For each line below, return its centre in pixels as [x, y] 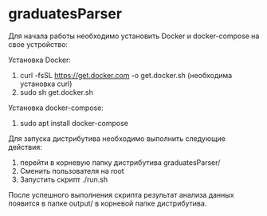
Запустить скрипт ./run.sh [64, 179]
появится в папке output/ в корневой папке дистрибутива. [108, 203]
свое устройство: [38, 44]
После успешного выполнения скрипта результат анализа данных [121, 194]
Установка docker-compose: [56, 108]
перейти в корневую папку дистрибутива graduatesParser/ [120, 162]
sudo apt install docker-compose [74, 123]
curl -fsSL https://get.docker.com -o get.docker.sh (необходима [126, 75]
